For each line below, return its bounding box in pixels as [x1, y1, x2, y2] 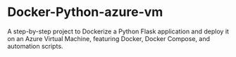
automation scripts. [7, 42, 63, 50]
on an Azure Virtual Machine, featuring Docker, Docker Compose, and [7, 34, 210, 42]
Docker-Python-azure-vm [7, 4, 163, 20]
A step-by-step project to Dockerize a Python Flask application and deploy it [7, 27, 229, 35]
